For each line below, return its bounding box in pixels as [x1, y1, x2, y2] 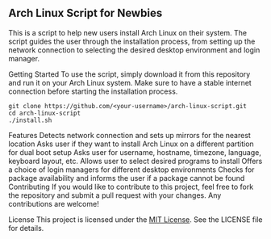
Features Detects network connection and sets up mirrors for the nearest [8, 130, 252, 140]
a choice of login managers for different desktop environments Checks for [8, 165, 255, 174]
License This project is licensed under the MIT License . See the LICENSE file [8, 214, 263, 224]
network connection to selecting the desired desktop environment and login [8, 44, 261, 55]
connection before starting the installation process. [8, 86, 178, 96]
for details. [8, 223, 44, 233]
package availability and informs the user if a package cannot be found [8, 173, 245, 182]
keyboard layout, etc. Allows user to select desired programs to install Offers [8, 156, 263, 166]
